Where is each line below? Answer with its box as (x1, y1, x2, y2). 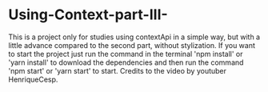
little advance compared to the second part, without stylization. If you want (8, 40, 256, 50)
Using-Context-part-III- (8, 6, 168, 24)
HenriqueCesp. (8, 74, 58, 84)
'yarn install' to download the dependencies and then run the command (8, 58, 244, 67)
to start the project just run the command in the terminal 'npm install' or (8, 49, 243, 58)
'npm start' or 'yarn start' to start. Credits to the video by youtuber (8, 66, 226, 75)
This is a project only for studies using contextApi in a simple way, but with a (8, 32, 261, 42)
